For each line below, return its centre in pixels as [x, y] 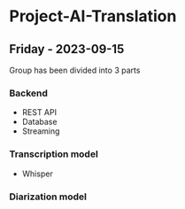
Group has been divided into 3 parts [75, 70]
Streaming [41, 131]
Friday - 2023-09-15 [67, 49]
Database [39, 122]
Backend [29, 93]
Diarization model [48, 197]
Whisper [37, 174]
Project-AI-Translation [93, 16]
